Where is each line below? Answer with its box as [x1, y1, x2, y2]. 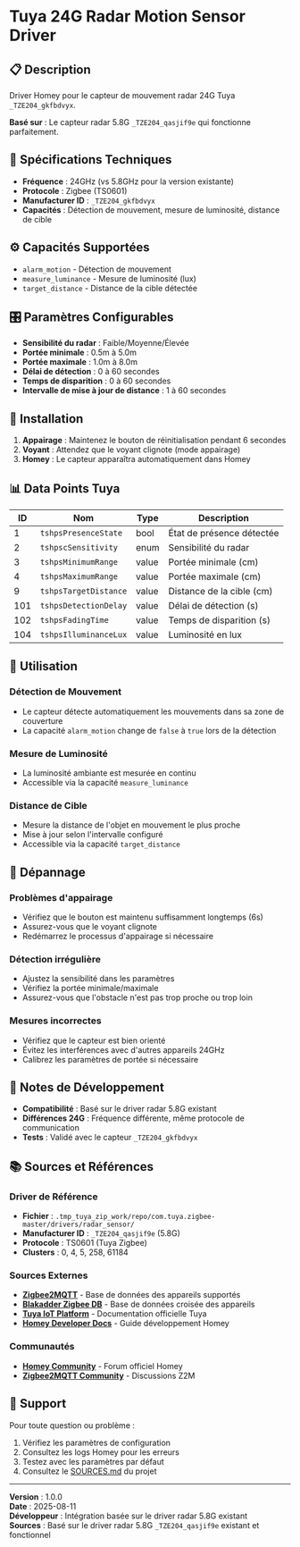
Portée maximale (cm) [168, 570, 262, 583]
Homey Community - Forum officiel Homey [21, 1360, 183, 1371]
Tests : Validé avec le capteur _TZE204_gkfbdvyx [21, 1132, 198, 1143]
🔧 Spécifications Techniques [9, 152, 172, 167]
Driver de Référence [9, 1190, 98, 1203]
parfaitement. [9, 127, 60, 137]
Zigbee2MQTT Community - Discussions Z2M [21, 1370, 196, 1381]
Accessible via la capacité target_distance [21, 838, 180, 850]
